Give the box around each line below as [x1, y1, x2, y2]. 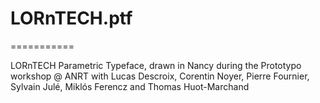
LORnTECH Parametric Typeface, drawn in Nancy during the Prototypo [10, 59, 302, 71]
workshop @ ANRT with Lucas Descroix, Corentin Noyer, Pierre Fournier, [10, 70, 310, 82]
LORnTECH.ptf [10, 7, 133, 30]
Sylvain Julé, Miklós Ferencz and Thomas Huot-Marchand [10, 80, 250, 92]
